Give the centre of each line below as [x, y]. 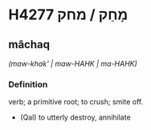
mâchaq [29, 45]
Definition [28, 84]
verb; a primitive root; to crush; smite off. [76, 102]
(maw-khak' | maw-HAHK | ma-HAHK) [73, 63]
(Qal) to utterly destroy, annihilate [75, 117]
